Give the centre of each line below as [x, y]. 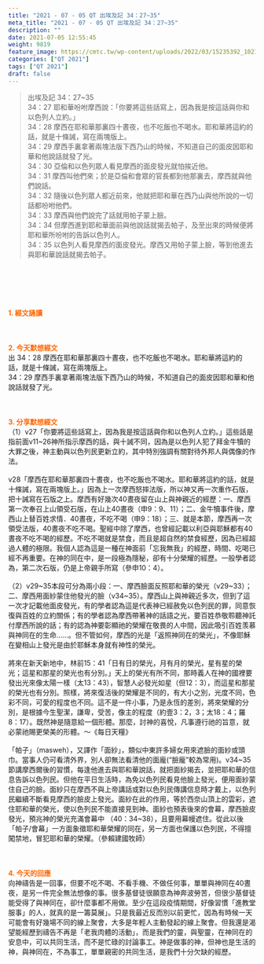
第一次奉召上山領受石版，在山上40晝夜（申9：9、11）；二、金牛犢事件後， [128, 508]
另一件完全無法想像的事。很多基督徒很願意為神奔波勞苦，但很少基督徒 [142, 893]
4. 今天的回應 [29, 873]
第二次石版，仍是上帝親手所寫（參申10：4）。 [95, 567]
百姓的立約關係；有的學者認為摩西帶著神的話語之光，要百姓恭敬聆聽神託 [139, 615]
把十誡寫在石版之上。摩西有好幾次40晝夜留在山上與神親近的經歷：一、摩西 [130, 499]
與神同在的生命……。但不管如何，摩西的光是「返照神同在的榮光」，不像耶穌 [130, 635]
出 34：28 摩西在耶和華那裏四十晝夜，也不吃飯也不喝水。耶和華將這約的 [125, 357]
